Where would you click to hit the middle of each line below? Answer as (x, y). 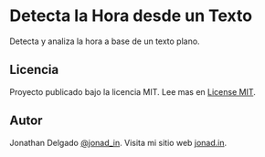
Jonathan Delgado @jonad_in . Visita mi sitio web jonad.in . (118, 142)
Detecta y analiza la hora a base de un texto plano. (105, 41)
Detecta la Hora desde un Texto (131, 16)
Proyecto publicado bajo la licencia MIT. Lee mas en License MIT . (132, 91)
